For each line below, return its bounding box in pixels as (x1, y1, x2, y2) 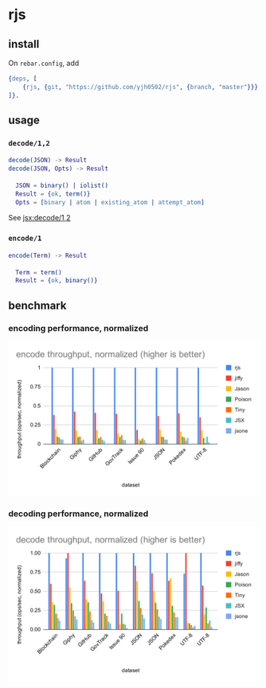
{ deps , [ (8, 75, 37, 83)
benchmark (8, 298, 67, 312)
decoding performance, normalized (8, 508, 149, 519)
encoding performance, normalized (8, 322, 149, 333)
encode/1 (8, 234, 42, 243)
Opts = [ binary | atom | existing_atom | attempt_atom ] (15, 198, 205, 206)
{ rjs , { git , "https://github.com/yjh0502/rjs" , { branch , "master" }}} (22, 83, 259, 91)
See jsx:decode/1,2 (8, 212, 71, 222)
